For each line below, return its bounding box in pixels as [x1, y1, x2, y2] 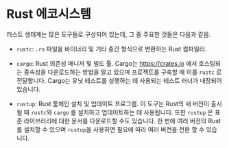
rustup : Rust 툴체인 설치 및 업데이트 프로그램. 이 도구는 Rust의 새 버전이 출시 [16, 99, 222, 108]
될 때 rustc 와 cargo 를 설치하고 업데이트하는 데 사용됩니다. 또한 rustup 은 [16, 108, 213, 116]
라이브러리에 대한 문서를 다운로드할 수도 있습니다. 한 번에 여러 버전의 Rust [23, 116, 221, 125]
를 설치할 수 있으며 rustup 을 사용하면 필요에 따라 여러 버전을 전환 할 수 [16, 125, 205, 134]
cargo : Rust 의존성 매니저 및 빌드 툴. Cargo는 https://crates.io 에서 [16, 59, 197, 67]
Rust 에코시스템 [6, 6, 92, 22]
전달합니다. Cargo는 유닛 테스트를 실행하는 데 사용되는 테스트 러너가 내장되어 [16, 76, 222, 84]
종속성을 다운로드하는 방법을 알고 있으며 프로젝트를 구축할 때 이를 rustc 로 [23, 68, 222, 76]
